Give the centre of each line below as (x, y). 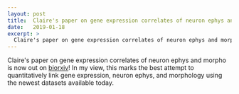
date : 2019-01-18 (36, 27)
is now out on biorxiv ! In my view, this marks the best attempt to (101, 68)
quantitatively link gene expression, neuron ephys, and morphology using (115, 76)
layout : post (27, 14)
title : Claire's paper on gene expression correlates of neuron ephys (116, 20)
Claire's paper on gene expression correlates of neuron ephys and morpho (117, 60)
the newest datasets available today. (61, 83)
